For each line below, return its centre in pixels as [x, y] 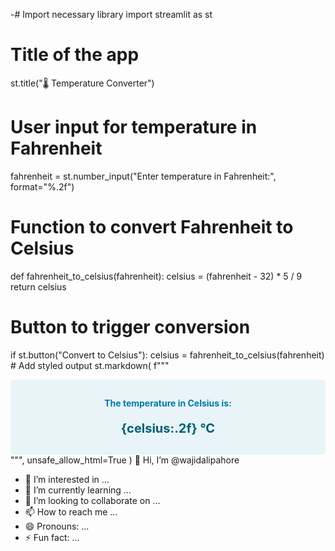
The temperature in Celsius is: [168, 403]
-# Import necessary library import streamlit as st [111, 14]
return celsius [38, 286]
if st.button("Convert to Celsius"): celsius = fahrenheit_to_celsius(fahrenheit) [167, 355]
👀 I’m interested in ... [67, 480]
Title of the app [75, 55]
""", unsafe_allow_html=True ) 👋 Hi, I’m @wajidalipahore [125, 460]
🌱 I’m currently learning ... [78, 490]
